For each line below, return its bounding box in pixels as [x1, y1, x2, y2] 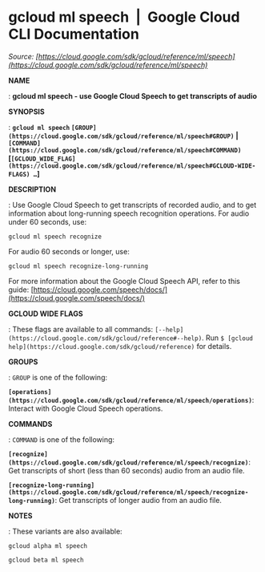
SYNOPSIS [8, 107, 46, 116]
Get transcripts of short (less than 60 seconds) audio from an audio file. [8, 465, 246, 475]
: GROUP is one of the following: [8, 372, 108, 382]
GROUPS [8, 357, 38, 367]
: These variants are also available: [8, 526, 122, 536]
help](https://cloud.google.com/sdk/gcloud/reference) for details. [8, 341, 232, 351]
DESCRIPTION [8, 185, 57, 194]
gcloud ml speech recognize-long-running [8, 262, 149, 270]
